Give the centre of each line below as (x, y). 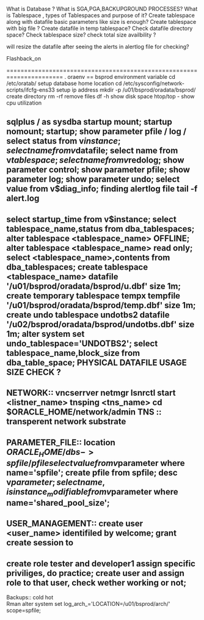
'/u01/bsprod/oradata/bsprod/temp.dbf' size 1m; (101, 305)
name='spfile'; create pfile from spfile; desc (92, 472)
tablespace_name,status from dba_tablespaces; (100, 229)
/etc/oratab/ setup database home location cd (64, 83)
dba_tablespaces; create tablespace (77, 267)
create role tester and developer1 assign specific (101, 563)
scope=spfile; (24, 610)
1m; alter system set (46, 334)
